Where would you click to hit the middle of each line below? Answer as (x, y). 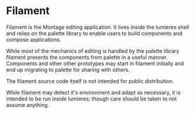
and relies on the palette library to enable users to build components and (94, 33)
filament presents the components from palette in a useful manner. (87, 57)
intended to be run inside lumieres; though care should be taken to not (91, 99)
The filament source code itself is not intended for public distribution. (90, 81)
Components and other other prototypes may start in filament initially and (95, 63)
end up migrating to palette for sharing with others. (68, 69)
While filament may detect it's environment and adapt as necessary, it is (93, 92)
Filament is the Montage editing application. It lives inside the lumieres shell (98, 27)
